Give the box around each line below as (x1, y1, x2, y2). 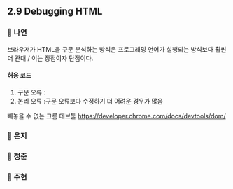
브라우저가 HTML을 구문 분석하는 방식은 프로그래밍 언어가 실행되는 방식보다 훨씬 (7, 45, 227, 53)
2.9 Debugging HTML (7, 6, 103, 17)
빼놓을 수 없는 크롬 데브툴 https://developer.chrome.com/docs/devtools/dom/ (7, 111, 226, 120)
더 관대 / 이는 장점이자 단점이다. (7, 54, 94, 62)
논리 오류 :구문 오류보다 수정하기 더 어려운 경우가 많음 (17, 97, 163, 105)
